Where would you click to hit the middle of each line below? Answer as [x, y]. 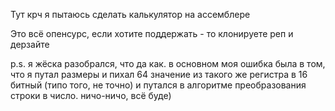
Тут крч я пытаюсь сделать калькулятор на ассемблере [130, 14]
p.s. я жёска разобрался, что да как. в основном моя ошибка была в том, [168, 63]
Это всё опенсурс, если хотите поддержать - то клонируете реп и [152, 33]
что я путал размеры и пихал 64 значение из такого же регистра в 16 [159, 74]
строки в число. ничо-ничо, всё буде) [91, 95]
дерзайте [30, 44]
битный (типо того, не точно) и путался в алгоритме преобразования [158, 85]
